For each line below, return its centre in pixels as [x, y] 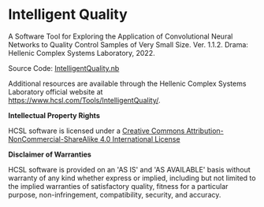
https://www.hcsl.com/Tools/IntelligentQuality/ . [84, 100]
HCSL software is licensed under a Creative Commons [97, 131]
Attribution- [205, 131]
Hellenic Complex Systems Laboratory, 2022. [82, 53]
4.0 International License [140, 139]
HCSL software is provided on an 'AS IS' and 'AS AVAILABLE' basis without [129, 169]
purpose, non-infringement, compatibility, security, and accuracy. [115, 194]
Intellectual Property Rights [54, 115]
